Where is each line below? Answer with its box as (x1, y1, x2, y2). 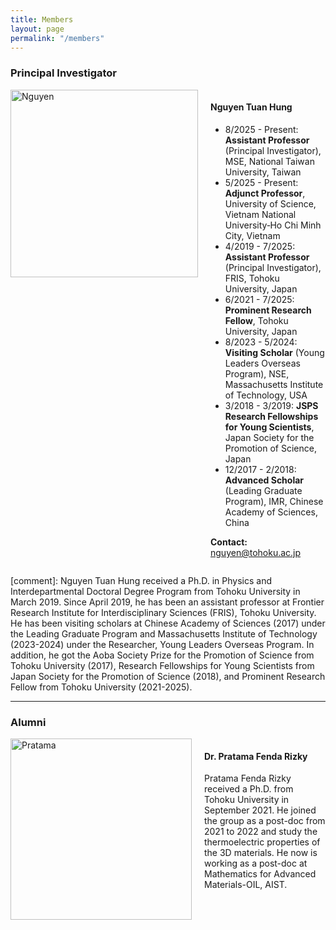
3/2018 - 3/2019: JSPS (224, 399, 319, 411)
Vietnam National (224, 208, 297, 220)
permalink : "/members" (10, 33, 105, 43)
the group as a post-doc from (204, 815, 326, 827)
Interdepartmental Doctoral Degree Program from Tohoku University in (10, 585, 301, 597)
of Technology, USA (224, 389, 308, 401)
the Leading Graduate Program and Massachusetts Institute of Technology (10, 627, 318, 640)
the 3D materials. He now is (204, 847, 318, 859)
